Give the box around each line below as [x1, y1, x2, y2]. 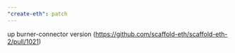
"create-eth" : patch [7, 10, 68, 18]
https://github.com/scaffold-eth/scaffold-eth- [95, 30, 228, 38]
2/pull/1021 [7, 37, 40, 46]
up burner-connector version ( [7, 30, 96, 38]
